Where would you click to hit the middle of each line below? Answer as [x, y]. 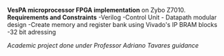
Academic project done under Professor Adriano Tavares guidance [103, 45]
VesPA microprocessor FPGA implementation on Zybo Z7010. [96, 10]
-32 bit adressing [32, 32]
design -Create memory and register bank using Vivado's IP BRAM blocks [112, 25]
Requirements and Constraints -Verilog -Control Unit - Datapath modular [112, 17]
